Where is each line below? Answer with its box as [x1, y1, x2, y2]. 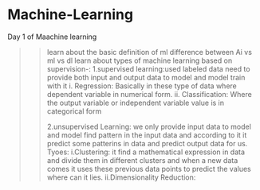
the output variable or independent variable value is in [46, 98, 225, 107]
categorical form [46, 106, 102, 116]
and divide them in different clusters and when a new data [46, 155, 238, 165]
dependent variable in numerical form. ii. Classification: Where [46, 89, 252, 99]
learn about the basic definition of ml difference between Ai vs [46, 47, 253, 56]
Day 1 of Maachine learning [7, 32, 97, 41]
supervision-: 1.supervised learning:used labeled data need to [46, 64, 250, 73]
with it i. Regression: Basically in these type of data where [46, 81, 237, 91]
